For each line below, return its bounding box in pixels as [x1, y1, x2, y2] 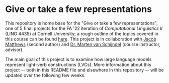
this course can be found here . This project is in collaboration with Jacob [5, 36, 157, 42]
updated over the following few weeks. [5, 72, 86, 78]
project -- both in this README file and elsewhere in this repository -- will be [5, 66, 164, 73]
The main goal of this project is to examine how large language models [5, 56, 152, 62]
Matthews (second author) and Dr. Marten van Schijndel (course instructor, [5, 41, 161, 47]
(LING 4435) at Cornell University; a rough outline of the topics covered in [5, 30, 158, 36]
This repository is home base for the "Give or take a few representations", [5, 20, 158, 26]
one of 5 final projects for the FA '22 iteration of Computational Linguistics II [5, 25, 162, 31]
